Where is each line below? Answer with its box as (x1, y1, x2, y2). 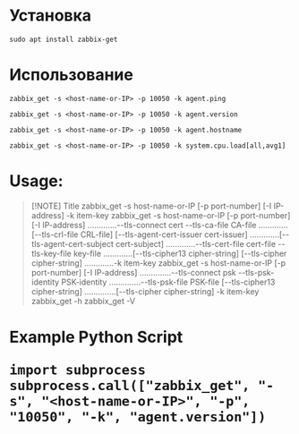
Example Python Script (9, 328, 184, 347)
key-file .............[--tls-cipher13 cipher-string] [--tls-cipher (73, 248, 287, 259)
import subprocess (9, 362, 146, 379)
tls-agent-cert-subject (30, 238, 114, 249)
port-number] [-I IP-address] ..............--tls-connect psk (30, 267, 237, 277)
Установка (9, 5, 92, 26)
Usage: (9, 171, 64, 191)
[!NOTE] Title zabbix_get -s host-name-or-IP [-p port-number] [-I (30, 200, 272, 211)
